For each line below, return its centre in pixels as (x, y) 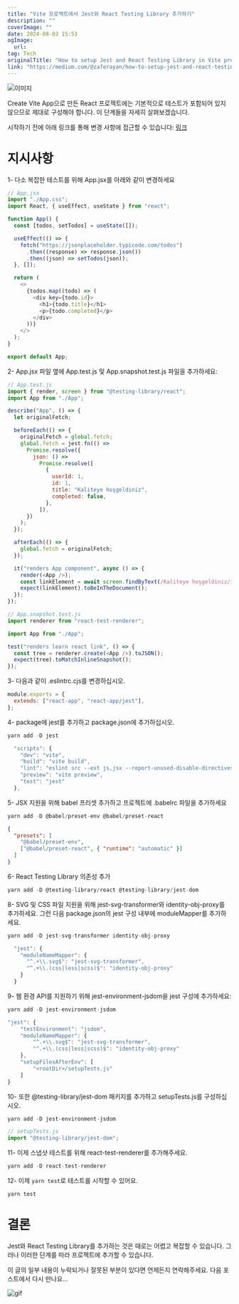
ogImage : (20, 41)
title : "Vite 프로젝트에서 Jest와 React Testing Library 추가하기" (101, 14)
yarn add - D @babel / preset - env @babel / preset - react (85, 816)
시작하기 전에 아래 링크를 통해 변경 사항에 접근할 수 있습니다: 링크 (97, 127)
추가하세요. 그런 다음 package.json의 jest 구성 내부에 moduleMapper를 (107, 913)
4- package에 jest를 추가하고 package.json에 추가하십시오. (91, 722)
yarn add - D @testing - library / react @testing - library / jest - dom (103, 890)
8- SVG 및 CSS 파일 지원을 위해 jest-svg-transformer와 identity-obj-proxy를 (116, 904)
